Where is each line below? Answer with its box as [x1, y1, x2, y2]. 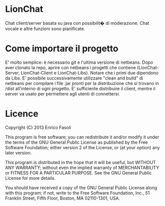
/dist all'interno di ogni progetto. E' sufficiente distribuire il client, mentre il [5, 85, 156, 91]
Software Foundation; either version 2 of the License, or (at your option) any [5, 144, 160, 150]
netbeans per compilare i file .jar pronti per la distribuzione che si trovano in [5, 80, 159, 86]
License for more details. [5, 175, 56, 181]
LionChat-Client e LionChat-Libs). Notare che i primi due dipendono [20, 70, 159, 76]
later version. [5, 150, 32, 156]
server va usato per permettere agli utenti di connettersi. [5, 90, 120, 97]
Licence [5, 108, 39, 120]
